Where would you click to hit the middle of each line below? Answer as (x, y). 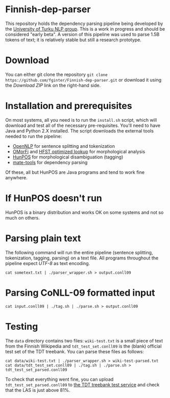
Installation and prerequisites (69, 106)
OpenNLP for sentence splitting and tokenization (64, 146)
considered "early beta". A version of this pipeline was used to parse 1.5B (82, 34)
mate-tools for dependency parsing (50, 162)
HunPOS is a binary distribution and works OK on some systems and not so (84, 212)
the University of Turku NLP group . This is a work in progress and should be (85, 29)
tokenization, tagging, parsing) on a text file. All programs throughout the (82, 258)
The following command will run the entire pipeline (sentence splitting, (79, 252)
